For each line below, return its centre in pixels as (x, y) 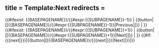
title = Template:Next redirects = (55, 8)
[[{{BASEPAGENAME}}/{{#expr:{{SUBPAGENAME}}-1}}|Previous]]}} (72, 25)
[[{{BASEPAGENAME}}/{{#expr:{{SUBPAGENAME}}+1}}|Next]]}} (69, 35)
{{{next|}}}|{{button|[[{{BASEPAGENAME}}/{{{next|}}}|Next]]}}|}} (70, 40)
